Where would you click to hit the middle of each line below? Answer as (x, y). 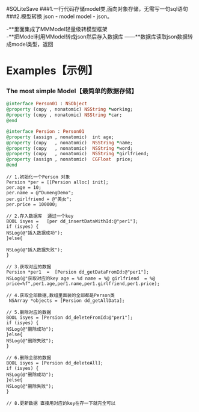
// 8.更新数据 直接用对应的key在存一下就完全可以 (61, 404)
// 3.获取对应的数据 (29, 267)
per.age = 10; (24, 188)
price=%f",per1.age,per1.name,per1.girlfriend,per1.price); (83, 284)
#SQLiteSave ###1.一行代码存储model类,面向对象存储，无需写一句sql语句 (97, 9)
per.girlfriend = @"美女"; (39, 199)
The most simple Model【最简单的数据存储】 (72, 91)
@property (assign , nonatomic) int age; (60, 137)
